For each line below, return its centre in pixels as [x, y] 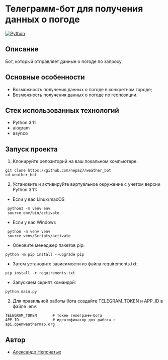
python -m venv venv [29, 232]
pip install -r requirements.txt [40, 273]
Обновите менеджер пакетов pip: [49, 245]
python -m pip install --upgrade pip [45, 255]
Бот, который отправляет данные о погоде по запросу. [64, 61]
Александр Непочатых [37, 352]
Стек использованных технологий [62, 111]
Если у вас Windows [34, 223]
